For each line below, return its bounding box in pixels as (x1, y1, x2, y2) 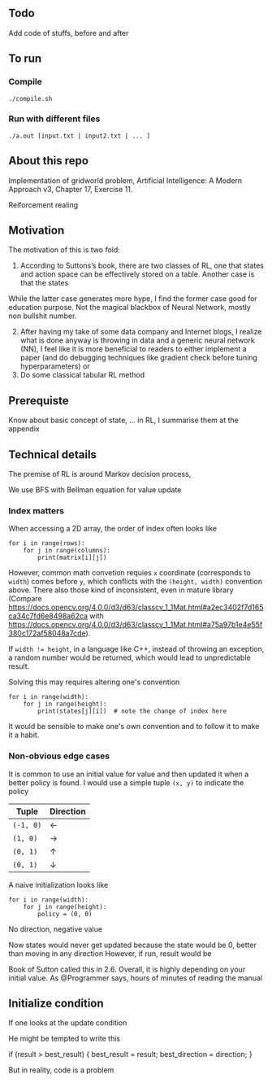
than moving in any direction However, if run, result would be (8, 948, 212, 959)
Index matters (8, 504, 65, 516)
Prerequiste (8, 394, 69, 408)
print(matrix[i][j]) (37, 553, 107, 562)
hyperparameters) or (19, 361, 91, 371)
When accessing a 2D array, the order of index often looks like (8, 524, 218, 534)
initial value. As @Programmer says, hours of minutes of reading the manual (8, 972, 263, 983)
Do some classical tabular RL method (19, 370, 145, 380)
